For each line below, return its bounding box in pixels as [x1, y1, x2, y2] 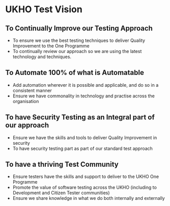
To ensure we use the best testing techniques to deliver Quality [12, 37, 146, 43]
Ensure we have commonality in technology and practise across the [12, 93, 155, 99]
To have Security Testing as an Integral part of [5, 113, 155, 122]
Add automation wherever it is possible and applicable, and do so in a [12, 82, 159, 88]
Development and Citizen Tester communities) [12, 190, 110, 196]
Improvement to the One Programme [12, 43, 90, 49]
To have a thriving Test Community [5, 160, 119, 169]
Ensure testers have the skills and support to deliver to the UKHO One [12, 173, 159, 179]
